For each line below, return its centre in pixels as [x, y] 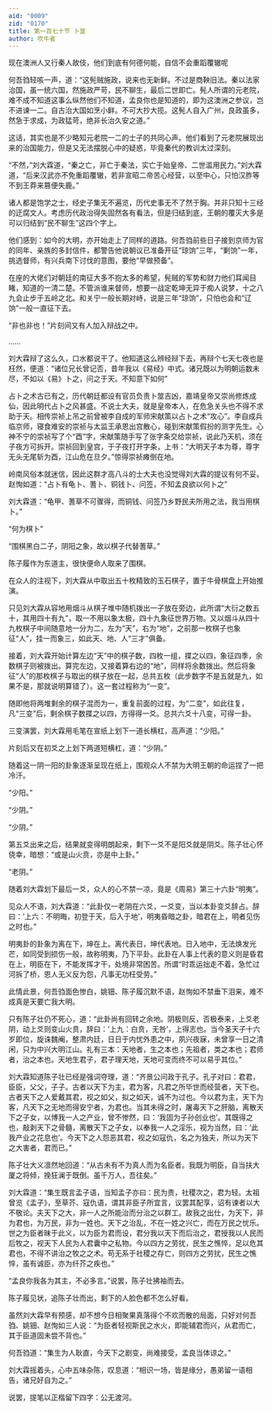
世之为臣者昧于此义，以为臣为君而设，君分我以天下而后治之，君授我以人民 [132, 1233]
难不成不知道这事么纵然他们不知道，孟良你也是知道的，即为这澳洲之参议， [132, 100]
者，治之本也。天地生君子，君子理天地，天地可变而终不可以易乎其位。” [125, 1059]
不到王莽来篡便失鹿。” [44, 185]
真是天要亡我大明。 [47, 1002]
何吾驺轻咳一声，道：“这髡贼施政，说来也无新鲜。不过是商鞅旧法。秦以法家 [134, 80]
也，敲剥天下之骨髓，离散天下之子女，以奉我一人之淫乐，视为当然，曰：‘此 [134, 1128]
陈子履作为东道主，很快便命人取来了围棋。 [79, 563]
